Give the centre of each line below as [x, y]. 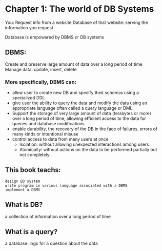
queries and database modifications [48, 124]
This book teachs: [33, 170]
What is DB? [24, 205]
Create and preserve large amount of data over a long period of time [74, 64]
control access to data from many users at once [60, 139]
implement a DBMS [23, 190]
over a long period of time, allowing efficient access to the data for [79, 118]
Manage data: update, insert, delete [41, 69]
